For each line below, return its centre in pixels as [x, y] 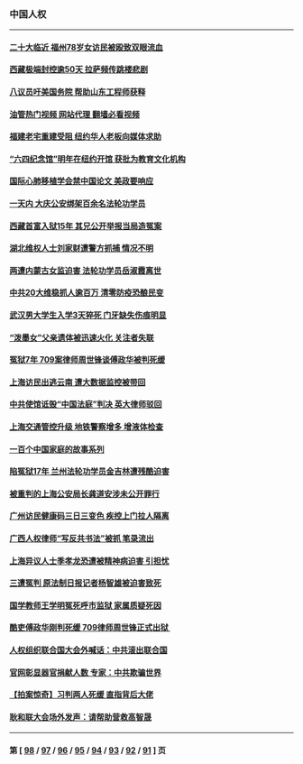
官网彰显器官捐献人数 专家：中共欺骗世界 [86, 672]
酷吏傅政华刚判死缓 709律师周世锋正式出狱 [89, 628]
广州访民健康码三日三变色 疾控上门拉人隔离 [89, 516]
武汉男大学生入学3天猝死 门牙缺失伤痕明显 [88, 315]
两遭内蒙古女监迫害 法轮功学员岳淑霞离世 [86, 270]
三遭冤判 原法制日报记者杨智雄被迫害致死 [86, 583]
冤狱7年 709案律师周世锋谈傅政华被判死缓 [87, 360]
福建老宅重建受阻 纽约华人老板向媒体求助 [86, 136]
